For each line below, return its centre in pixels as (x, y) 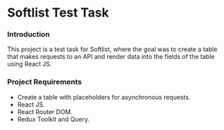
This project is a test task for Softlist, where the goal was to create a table (112, 49)
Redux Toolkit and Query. (53, 119)
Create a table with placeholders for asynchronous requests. (104, 97)
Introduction (28, 35)
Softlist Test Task (58, 13)
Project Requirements (44, 82)
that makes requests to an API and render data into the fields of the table (111, 57)
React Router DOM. (45, 111)
